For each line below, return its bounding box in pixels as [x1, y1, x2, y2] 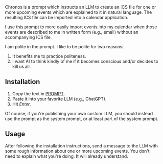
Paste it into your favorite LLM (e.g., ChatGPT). [12, 96, 107, 102]
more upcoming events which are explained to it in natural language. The [5, 9, 152, 15]
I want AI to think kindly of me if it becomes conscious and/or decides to [12, 59, 159, 64]
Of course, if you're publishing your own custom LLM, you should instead [5, 110, 153, 116]
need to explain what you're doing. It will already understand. [5, 153, 128, 159]
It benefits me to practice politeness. [12, 53, 87, 59]
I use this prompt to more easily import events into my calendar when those [5, 24, 158, 30]
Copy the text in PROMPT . [12, 90, 65, 97]
